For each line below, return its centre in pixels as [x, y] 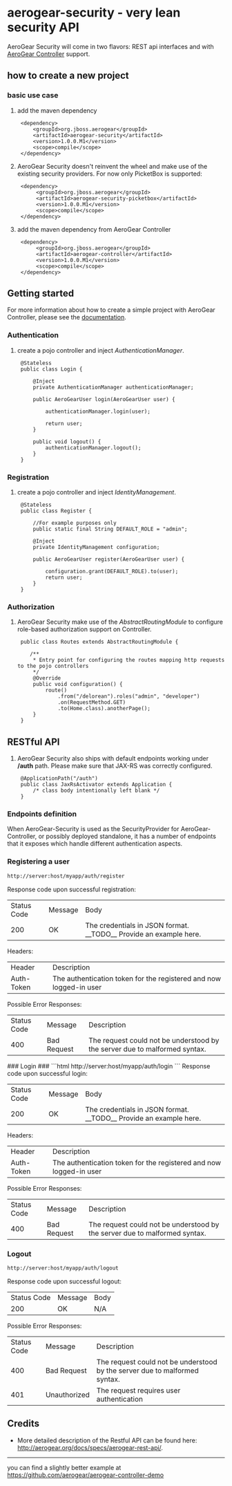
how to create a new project [68, 76]
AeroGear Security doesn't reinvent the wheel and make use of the [112, 166]
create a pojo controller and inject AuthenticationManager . [100, 350]
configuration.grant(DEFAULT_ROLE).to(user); [112, 572]
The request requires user [138, 1390]
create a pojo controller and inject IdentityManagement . [96, 492]
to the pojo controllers [53, 666]
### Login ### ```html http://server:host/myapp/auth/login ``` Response [109, 1066]
